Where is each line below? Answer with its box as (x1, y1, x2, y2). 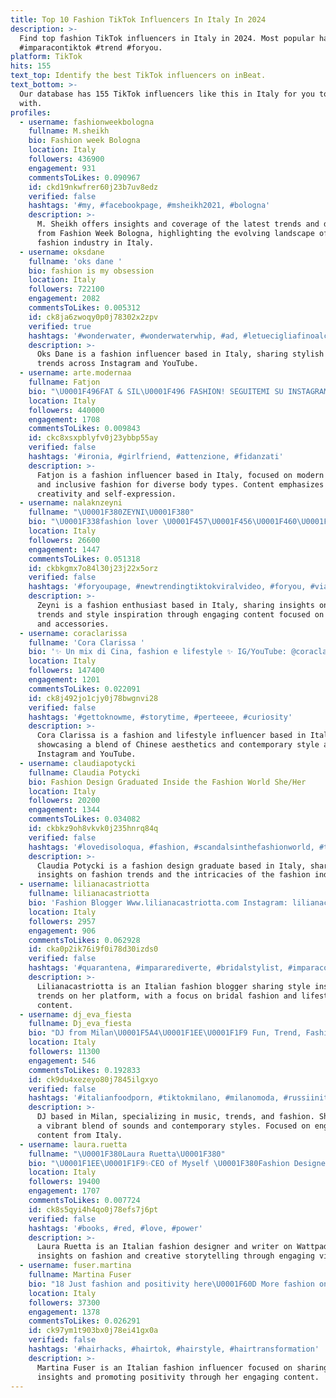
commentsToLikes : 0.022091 (28, 684, 141, 694)
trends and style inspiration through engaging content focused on (36, 609, 325, 620)
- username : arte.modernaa (19, 368, 132, 378)
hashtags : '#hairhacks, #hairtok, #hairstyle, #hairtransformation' (28, 1344, 320, 1354)
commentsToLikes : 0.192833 (28, 1065, 141, 1075)
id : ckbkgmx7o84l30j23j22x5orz (28, 563, 159, 573)
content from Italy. (36, 1130, 123, 1140)
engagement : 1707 (28, 1186, 101, 1196)
